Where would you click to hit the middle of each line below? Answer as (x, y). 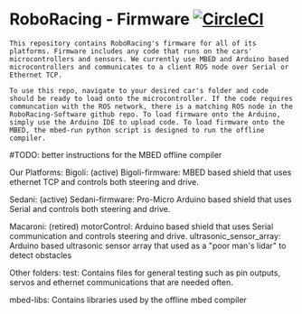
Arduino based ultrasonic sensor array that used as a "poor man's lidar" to (148, 245)
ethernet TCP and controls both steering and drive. (104, 181)
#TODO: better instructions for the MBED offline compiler (116, 154)
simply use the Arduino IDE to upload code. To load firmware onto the (147, 122)
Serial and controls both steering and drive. (90, 208)
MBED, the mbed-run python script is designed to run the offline (137, 130)
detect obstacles (41, 255)
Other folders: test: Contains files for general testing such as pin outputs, (145, 272)
